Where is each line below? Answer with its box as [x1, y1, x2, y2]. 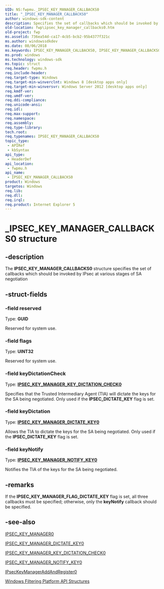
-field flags [5, 337, 32, 344]
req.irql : [5, 197, 25, 202]
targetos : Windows [5, 184, 42, 189]
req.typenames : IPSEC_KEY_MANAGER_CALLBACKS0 [5, 134, 99, 139]
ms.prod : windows [5, 52, 41, 58]
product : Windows [5, 179, 41, 184]
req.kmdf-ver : [5, 89, 34, 94]
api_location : [5, 161, 34, 166]
